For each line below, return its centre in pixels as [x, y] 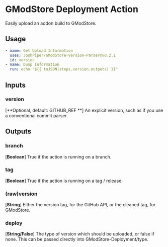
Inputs [16, 85]
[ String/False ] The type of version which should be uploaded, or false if [80, 234]
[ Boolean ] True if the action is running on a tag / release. [64, 181]
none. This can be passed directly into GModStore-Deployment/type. [77, 239]
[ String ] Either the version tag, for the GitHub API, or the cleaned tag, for [80, 205]
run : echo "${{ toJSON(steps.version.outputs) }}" [64, 69]
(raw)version [21, 194]
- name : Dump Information [32, 65]
